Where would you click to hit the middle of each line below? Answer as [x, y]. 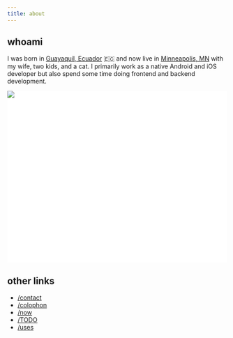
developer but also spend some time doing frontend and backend [101, 74]
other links [31, 281]
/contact [29, 298]
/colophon [32, 305]
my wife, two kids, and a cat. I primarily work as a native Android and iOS [112, 66]
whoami [25, 42]
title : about [26, 14]
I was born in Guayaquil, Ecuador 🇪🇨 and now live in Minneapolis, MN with [115, 59]
